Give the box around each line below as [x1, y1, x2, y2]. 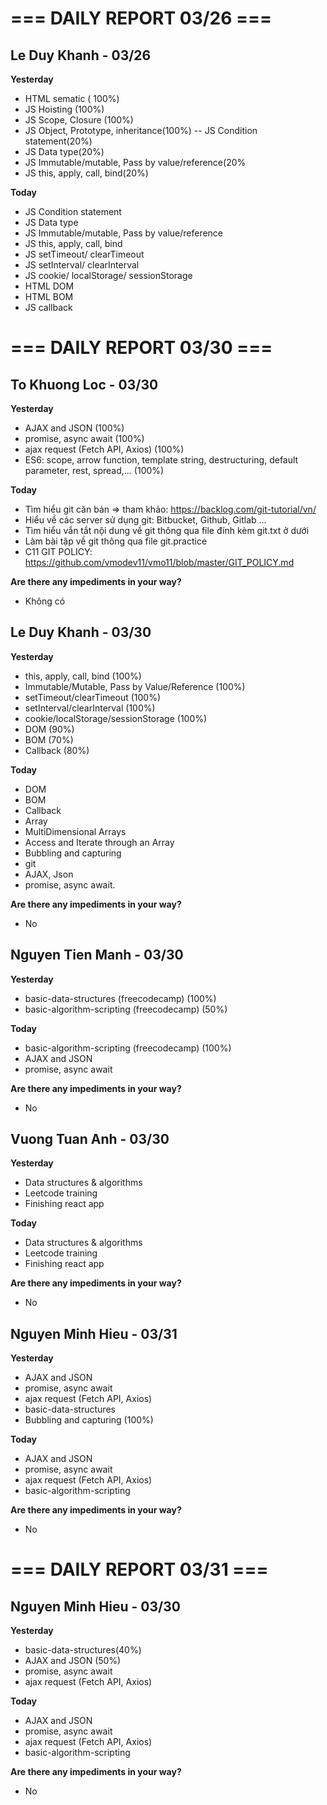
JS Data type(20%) [24, 146, 105, 157]
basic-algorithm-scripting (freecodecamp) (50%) [24, 1003, 228, 1015]
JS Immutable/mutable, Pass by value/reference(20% [24, 157, 247, 168]
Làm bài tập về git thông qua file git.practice [24, 535, 208, 547]
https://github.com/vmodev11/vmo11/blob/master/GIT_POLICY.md [24, 557, 295, 568]
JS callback [24, 302, 73, 313]
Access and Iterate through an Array [24, 836, 175, 848]
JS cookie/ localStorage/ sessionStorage [24, 270, 193, 281]
